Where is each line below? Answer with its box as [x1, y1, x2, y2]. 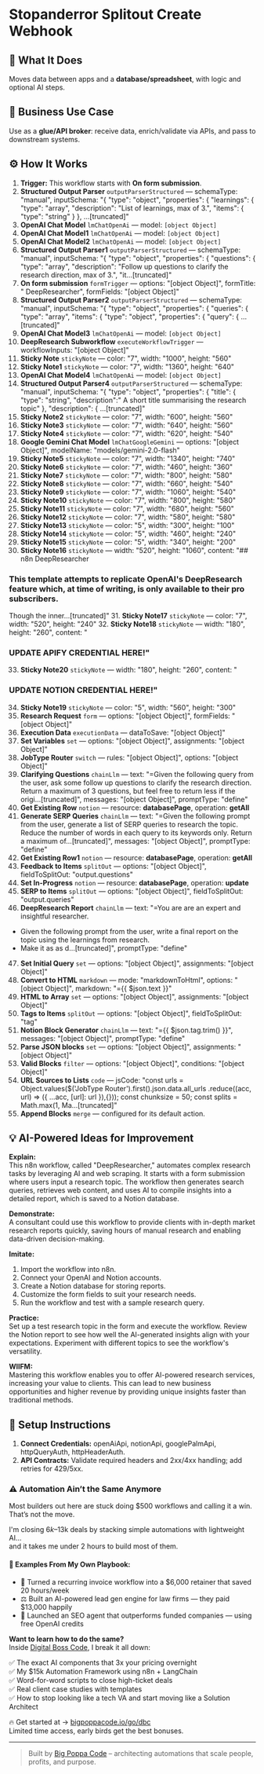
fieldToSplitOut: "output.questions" [20, 870, 134, 879]
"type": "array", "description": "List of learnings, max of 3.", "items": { [20, 203, 244, 213]
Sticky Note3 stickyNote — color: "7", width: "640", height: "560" [20, 420, 233, 430]
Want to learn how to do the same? [9, 1634, 125, 1644]
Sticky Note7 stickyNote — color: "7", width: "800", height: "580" [20, 470, 233, 480]
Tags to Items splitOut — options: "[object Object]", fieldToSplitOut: [20, 1008, 242, 1018]
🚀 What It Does [9, 53, 83, 67]
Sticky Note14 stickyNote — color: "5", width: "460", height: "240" [20, 529, 237, 538]
